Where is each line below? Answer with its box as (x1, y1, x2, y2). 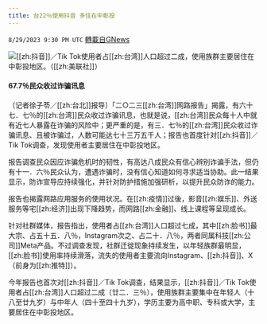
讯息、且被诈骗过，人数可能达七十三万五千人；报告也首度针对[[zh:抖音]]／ (14, 130, 258, 139)
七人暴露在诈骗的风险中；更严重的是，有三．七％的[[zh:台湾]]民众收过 (21, 120, 252, 130)
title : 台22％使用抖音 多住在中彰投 (8, 11, 115, 20)
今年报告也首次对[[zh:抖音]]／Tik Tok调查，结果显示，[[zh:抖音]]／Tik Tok (8, 277, 250, 287)
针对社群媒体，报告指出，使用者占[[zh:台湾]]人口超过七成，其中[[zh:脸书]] (8, 221, 250, 230)
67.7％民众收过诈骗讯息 (8, 81, 85, 91)
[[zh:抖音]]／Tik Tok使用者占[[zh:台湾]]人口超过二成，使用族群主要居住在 (16, 51, 255, 61)
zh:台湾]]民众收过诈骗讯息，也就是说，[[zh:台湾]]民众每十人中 (48, 110, 250, 119)
